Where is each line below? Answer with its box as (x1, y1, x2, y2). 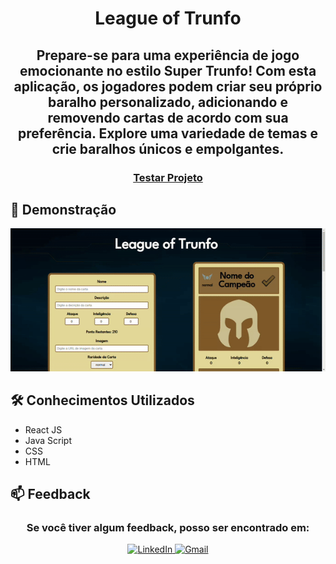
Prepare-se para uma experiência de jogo (36, 47, 300, 64)
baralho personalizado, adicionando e (48, 93, 288, 111)
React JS (24, 423, 63, 436)
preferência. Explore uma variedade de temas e (18, 125, 318, 142)
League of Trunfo (94, 7, 242, 30)
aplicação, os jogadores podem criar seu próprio (13, 78, 323, 95)
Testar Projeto (133, 170, 203, 184)
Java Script (24, 434, 72, 446)
